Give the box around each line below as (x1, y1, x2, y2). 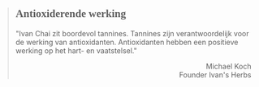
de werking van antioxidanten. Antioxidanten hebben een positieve (15, 37, 239, 47)
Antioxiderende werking (15, 7, 127, 20)
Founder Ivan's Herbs (179, 69, 252, 80)
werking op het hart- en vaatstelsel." (15, 45, 137, 56)
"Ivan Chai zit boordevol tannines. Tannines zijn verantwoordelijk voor (15, 28, 249, 38)
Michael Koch (205, 61, 252, 71)
